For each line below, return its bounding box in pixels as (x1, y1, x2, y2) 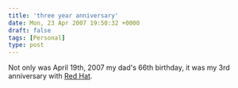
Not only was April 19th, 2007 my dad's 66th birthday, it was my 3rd (8, 63, 230, 72)
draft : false (8, 26, 52, 34)
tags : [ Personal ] (8, 33, 66, 42)
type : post (8, 41, 44, 49)
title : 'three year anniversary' (8, 11, 119, 20)
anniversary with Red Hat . (8, 71, 93, 81)
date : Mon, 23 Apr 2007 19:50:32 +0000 (8, 19, 140, 27)
